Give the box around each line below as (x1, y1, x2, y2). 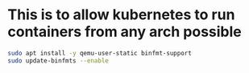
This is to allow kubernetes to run (7, 6, 235, 24)
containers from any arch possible (7, 22, 243, 41)
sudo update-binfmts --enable (7, 56, 110, 65)
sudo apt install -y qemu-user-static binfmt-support (7, 49, 193, 57)
